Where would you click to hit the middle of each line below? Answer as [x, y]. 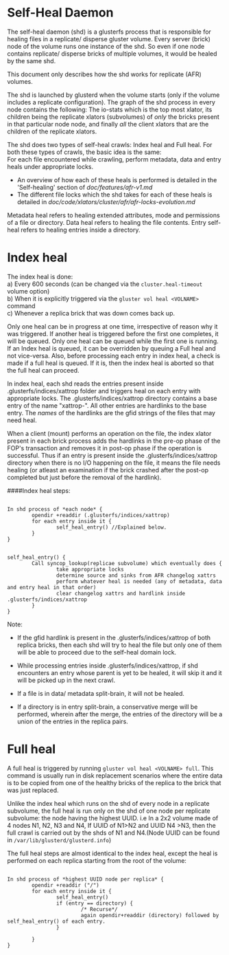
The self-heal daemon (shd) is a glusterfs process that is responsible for [109, 32]
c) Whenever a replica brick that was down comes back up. [91, 313]
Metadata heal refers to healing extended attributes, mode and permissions [114, 215]
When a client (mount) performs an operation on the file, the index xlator [109, 433]
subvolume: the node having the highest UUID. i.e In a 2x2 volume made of [113, 818]
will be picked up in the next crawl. [66, 680]
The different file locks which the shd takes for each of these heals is [114, 195]
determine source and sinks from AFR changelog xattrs [136, 575]
